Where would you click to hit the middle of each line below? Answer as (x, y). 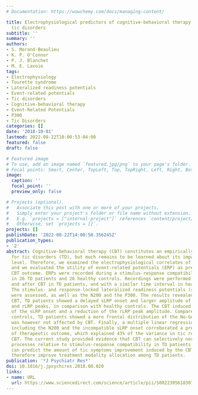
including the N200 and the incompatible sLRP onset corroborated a (97, 328)
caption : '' (26, 181)
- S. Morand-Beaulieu (33, 50)
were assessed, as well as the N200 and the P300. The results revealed (103, 295)
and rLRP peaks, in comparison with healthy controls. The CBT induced (101, 306)
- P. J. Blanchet (27, 60)
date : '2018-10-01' (30, 132)
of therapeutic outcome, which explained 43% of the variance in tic (98, 333)
